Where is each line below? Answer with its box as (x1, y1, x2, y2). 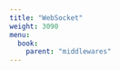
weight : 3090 (9, 22, 59, 31)
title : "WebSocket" (9, 13, 84, 23)
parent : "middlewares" (25, 47, 112, 56)
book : (17, 38, 39, 48)
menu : (9, 30, 30, 39)
